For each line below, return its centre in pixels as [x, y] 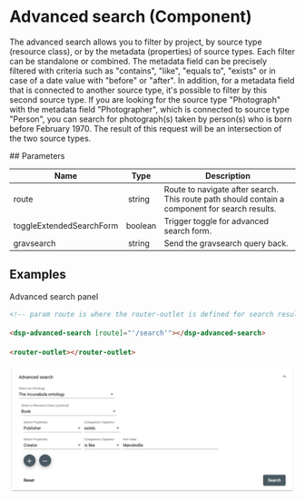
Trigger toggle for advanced [216, 221]
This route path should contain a [224, 199]
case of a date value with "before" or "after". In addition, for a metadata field [152, 80]
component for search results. [220, 208]
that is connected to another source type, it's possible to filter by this [138, 90]
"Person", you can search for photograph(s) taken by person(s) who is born [151, 119]
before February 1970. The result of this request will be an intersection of [146, 128]
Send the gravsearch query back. [226, 243]
